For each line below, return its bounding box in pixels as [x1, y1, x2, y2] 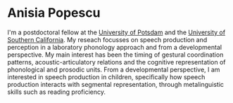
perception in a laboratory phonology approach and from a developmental [7, 43, 222, 51]
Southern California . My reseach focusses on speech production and [7, 35, 208, 43]
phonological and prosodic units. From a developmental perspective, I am [7, 65, 220, 74]
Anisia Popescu [7, 5, 101, 21]
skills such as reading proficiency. [7, 88, 106, 96]
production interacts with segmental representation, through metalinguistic [7, 80, 224, 88]
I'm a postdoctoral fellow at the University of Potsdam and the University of [7, 28, 226, 36]
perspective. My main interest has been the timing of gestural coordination [7, 50, 224, 59]
